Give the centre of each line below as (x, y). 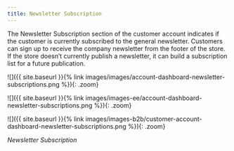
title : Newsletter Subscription (54, 14)
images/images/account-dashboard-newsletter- (155, 77)
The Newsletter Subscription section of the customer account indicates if (113, 34)
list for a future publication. (46, 63)
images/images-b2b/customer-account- (144, 119)
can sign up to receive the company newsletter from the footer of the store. (116, 48)
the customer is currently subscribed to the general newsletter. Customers (115, 41)
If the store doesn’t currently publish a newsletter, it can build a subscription (117, 56)
